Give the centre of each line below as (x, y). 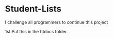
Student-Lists (33, 9)
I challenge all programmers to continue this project (56, 22)
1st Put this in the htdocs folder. (36, 31)
